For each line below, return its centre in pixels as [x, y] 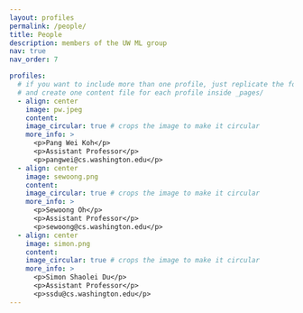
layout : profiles [42, 18]
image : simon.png [58, 244]
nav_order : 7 [34, 60]
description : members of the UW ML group [88, 43]
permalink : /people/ [48, 26]
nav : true [28, 51]
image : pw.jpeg [54, 109]
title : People [36, 34]
